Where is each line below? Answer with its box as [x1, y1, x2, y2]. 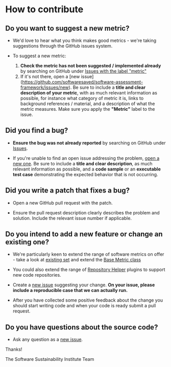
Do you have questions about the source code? [5, 323, 158, 331]
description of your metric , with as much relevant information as [20, 90, 157, 95]
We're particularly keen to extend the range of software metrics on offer [12, 251, 164, 257]
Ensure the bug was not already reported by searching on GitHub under [12, 139, 166, 146]
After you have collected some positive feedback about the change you [12, 297, 163, 303]
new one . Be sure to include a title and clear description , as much [12, 160, 153, 166]
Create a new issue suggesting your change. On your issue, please [12, 282, 155, 288]
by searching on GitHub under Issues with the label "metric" [20, 68, 147, 74]
